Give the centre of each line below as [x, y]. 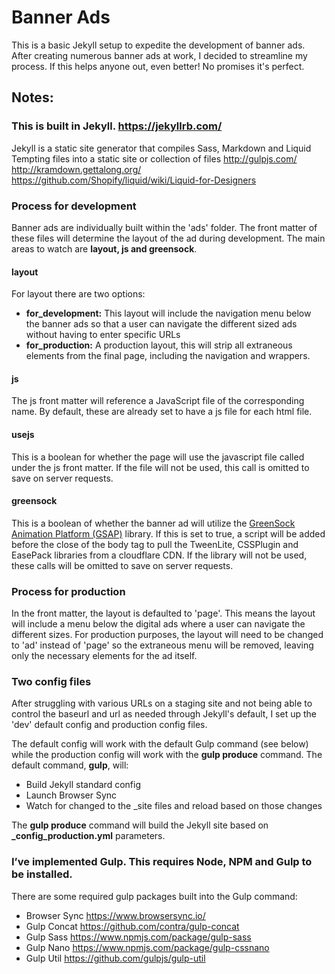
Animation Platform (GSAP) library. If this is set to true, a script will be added [168, 533]
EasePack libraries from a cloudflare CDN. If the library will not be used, [159, 555]
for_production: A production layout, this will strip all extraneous [159, 345]
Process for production [68, 591]
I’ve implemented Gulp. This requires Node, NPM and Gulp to [162, 862]
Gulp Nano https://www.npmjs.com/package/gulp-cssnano [147, 947]
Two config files [51, 681]
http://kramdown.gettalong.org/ [76, 169]
